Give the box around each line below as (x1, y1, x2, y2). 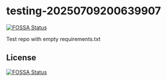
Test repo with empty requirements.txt (6, 35, 101, 42)
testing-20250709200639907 (6, 4, 162, 18)
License (6, 52, 37, 63)
